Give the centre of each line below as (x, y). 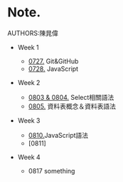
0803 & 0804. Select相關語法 (71, 97)
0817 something (52, 171)
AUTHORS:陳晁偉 (33, 33)
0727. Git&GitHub (53, 61)
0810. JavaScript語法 (58, 135)
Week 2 (29, 82)
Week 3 (29, 120)
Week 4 (29, 157)
